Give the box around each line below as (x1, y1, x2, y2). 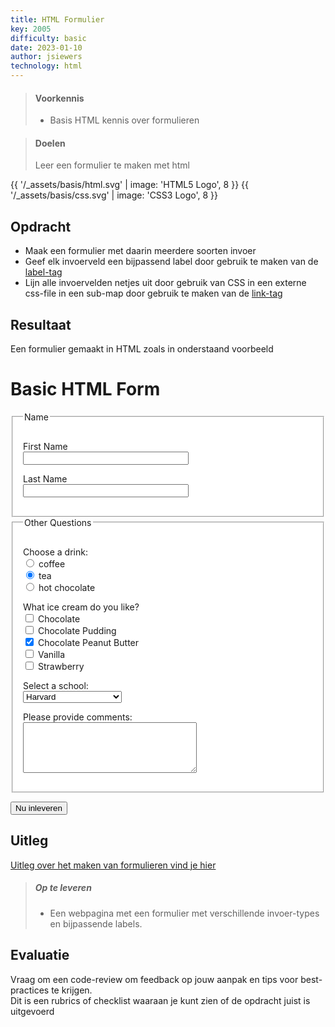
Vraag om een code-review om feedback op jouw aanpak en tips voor (10, 973, 299, 985)
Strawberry (37, 660, 85, 672)
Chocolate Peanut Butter (37, 636, 140, 648)
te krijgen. (51, 984, 93, 996)
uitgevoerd (10, 1005, 55, 1017)
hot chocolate (38, 581, 96, 593)
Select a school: (23, 679, 89, 691)
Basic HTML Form (10, 378, 161, 401)
